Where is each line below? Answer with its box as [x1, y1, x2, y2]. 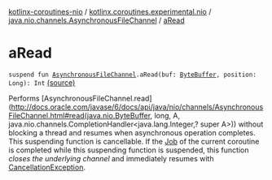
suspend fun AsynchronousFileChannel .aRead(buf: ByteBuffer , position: [8, 71, 257, 79]
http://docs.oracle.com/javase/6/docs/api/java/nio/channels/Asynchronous [11, 101, 264, 112]
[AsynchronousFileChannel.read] [41, 93, 152, 103]
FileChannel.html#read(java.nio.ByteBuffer [8, 110, 151, 120]
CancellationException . [8, 162, 86, 172]
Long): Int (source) [8, 77, 76, 88]
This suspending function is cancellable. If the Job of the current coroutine [8, 136, 260, 146]
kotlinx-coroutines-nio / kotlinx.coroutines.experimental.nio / [8, 7, 212, 16]
